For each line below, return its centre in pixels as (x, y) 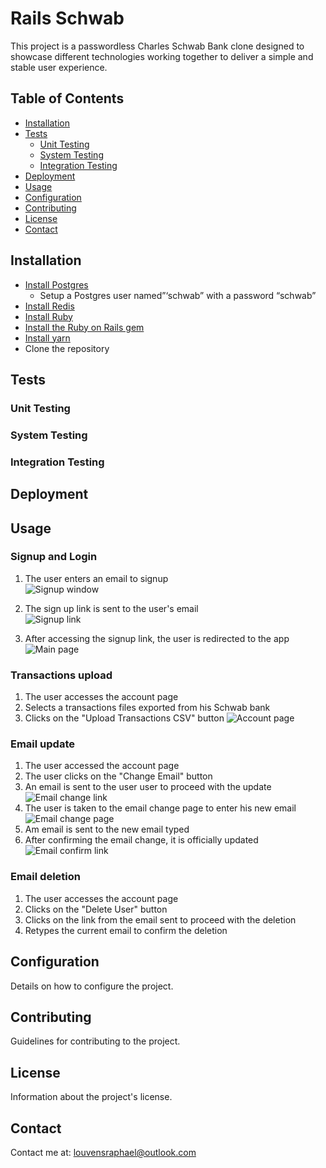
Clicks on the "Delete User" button (96, 909)
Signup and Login (54, 557)
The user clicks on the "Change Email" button (118, 776)
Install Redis (49, 306)
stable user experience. (59, 67)
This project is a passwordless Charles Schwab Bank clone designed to (157, 46)
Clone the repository (67, 348)
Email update (42, 744)
